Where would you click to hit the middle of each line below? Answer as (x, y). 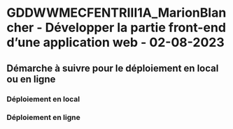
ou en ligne (31, 79)
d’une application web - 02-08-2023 (115, 43)
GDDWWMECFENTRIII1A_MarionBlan (116, 13)
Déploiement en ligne (44, 118)
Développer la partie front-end (136, 28)
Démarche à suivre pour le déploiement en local (113, 68)
